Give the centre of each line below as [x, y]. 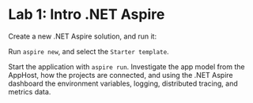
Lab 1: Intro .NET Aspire [87, 15]
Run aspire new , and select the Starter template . [89, 51]
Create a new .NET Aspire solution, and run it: [82, 36]
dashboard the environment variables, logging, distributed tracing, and [123, 83]
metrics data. [30, 91]
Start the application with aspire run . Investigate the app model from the [126, 66]
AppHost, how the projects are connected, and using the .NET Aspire [121, 75]
